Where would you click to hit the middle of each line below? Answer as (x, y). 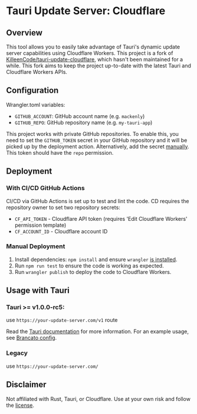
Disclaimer (26, 385)
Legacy (17, 353)
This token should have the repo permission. (60, 152)
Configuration (32, 91)
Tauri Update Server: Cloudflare (86, 11)
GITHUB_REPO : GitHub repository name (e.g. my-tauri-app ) (83, 122)
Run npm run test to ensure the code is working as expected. (89, 265)
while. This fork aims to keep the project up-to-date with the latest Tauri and (99, 66)
